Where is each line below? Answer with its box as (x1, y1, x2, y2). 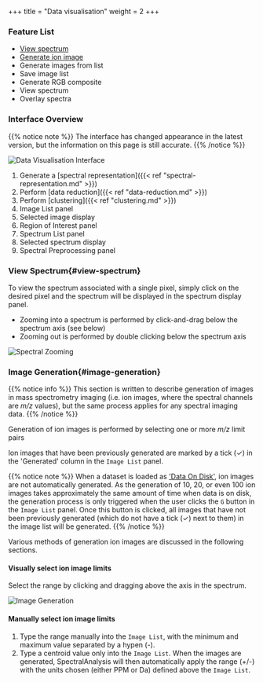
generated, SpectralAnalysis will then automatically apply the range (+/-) (19, 656, 255, 666)
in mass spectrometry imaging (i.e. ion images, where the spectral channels (8, 393, 254, 402)
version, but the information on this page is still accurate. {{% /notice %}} (8, 140, 246, 149)
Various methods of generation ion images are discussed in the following (8, 537, 244, 547)
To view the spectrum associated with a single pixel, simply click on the (8, 283, 239, 292)
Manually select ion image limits (8, 614, 115, 623)
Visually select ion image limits (8, 563, 112, 573)
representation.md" (19, 178, 83, 188)
